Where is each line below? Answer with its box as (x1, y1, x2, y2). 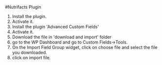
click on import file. (12, 55, 51, 60)
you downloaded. (12, 49, 47, 55)
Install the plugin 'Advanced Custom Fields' (12, 24, 99, 30)
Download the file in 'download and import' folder (12, 34, 112, 40)
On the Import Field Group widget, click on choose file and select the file (12, 45, 158, 50)
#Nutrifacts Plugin (5, 4, 41, 10)
